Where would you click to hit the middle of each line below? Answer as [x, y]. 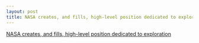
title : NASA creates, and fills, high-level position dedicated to [91, 17]
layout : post [22, 11]
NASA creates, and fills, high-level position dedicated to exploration [89, 34]
